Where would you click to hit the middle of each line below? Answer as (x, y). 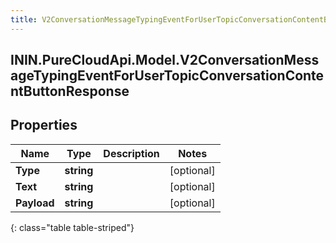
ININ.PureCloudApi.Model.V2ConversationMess (165, 60)
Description (131, 153)
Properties (44, 125)
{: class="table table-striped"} (72, 227)
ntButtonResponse (70, 91)
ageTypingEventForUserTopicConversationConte (167, 76)
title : (24, 19)
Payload (35, 203)
